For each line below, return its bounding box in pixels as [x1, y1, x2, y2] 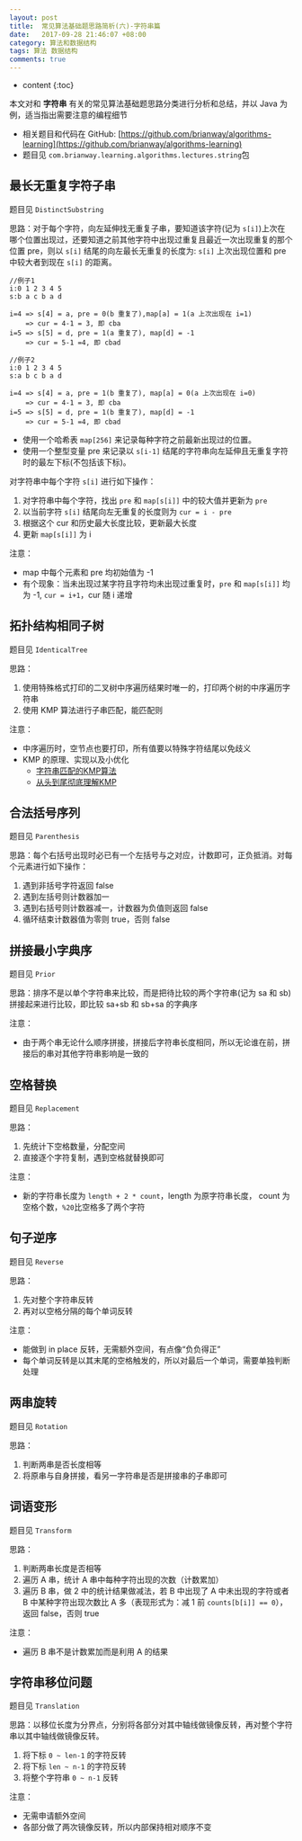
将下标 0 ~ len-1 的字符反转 [22, 1750, 128, 1761]
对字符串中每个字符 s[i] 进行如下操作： [9, 476, 156, 487]
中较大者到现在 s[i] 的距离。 [9, 256, 117, 267]
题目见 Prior [9, 969, 56, 979]
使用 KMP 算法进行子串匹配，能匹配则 [22, 704, 164, 715]
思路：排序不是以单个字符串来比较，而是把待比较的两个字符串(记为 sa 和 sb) [9, 988, 292, 998]
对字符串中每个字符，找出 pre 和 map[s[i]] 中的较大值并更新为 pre [22, 495, 268, 505]
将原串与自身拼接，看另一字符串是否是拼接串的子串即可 [22, 1470, 227, 1480]
